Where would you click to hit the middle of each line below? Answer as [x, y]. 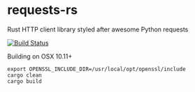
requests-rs [43, 10]
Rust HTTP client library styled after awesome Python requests [98, 29]
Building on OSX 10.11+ [40, 56]
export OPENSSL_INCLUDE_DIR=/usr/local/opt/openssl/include [97, 69]
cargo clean [24, 75]
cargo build [24, 81]
